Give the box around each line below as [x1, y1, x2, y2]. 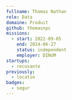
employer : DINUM [16, 52, 57, 58]
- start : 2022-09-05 [11, 36, 61, 42]
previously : [6, 69, 35, 75]
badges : [6, 80, 25, 86]
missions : [6, 31, 30, 36]
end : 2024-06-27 [16, 42, 57, 48]
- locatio [11, 74, 35, 80]
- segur [11, 85, 30, 91]
